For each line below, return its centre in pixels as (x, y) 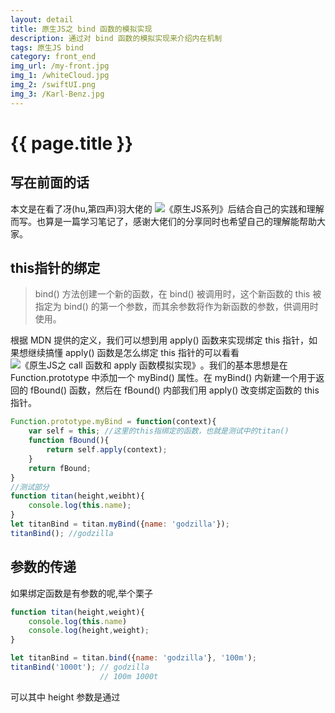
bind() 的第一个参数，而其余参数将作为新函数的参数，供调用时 (191, 307)
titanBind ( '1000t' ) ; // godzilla (80, 667)
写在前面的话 (50, 182)
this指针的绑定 (55, 268)
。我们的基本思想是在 (243, 365)
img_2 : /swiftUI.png (53, 85)
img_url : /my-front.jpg (60, 66)
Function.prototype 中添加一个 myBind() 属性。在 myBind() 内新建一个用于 (163, 378)
